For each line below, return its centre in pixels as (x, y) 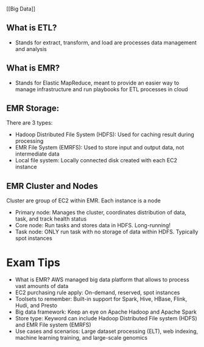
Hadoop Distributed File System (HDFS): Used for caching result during (105, 135)
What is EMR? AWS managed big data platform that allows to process (102, 280)
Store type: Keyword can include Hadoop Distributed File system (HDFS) (106, 318)
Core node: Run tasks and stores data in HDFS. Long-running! (93, 225)
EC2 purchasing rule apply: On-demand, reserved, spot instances (97, 293)
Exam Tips (33, 263)
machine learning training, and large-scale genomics (81, 338)
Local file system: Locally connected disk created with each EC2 (96, 160)
